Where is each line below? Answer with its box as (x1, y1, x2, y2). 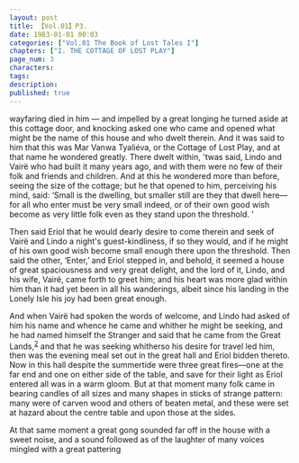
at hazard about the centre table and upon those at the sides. (9, 407, 237, 418)
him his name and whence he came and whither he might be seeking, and (9, 320, 284, 331)
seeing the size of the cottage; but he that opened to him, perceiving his (9, 180, 277, 191)
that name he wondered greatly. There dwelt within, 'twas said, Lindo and (9, 151, 282, 162)
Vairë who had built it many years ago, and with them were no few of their (9, 161, 284, 172)
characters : (9, 64, 54, 73)
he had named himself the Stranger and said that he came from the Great (9, 329, 281, 340)
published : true (9, 88, 70, 97)
